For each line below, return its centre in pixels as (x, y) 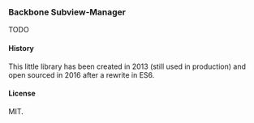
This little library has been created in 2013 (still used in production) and (127, 66)
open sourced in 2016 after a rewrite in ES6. (82, 74)
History (22, 48)
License (22, 93)
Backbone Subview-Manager (67, 12)
